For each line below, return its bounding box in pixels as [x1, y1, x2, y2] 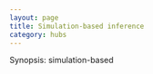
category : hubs [9, 30, 67, 39]
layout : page [9, 13, 59, 23]
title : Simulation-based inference [9, 22, 145, 31]
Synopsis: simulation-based [9, 55, 114, 66]
